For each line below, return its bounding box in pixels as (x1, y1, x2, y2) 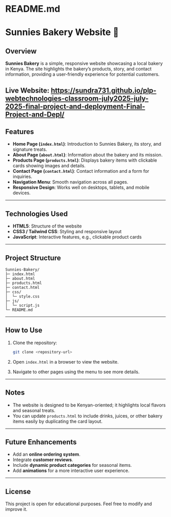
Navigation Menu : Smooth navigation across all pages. (12, 179, 129, 185)
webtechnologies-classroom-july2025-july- (5, 94, 149, 103)
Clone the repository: (12, 340, 58, 346)
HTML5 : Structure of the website (12, 223, 82, 229)
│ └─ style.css (5, 294, 40, 299)
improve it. (5, 506, 28, 512)
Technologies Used (5, 209, 68, 218)
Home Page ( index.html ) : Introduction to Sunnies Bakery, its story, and (12, 141, 161, 147)
